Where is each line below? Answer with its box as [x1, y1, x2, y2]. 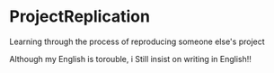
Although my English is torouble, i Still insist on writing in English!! [9, 53, 252, 64]
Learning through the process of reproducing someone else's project [9, 36, 265, 47]
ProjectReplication [9, 6, 151, 27]
